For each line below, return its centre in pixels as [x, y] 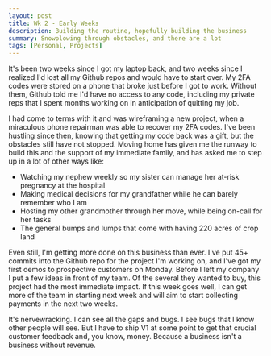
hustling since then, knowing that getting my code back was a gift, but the [131, 136]
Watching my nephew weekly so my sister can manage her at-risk [129, 177]
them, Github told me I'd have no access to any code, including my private [132, 94]
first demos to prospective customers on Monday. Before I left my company [134, 270]
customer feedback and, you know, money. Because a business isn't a [125, 337]
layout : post [30, 16]
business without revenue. [52, 345]
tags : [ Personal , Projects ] [56, 46]
